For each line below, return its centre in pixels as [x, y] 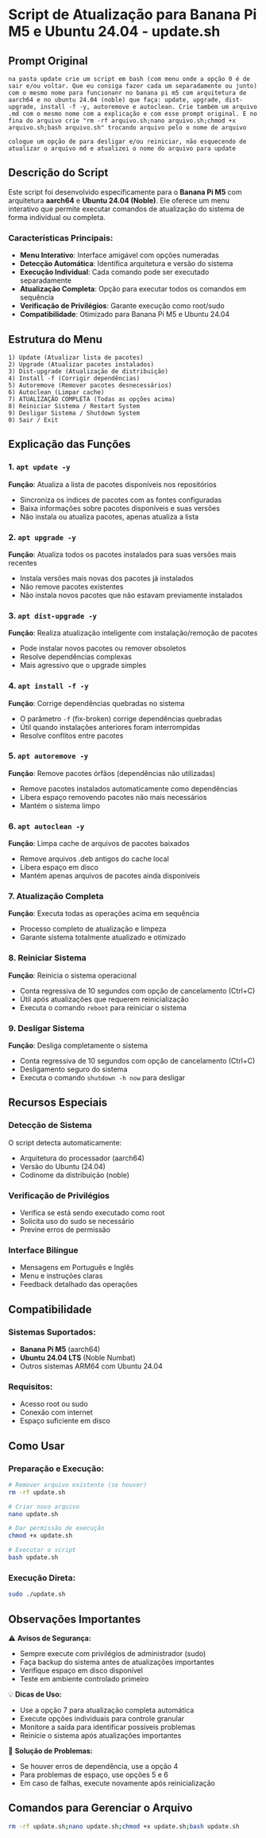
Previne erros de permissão [65, 1230]
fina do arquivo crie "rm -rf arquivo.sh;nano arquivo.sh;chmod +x [122, 121]
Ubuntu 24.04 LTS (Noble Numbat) [78, 1357]
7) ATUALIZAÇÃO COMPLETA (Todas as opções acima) [92, 399]
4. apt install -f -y [48, 686]
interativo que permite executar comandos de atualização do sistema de [126, 209]
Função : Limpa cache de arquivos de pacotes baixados [99, 844]
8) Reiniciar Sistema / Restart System [74, 406]
